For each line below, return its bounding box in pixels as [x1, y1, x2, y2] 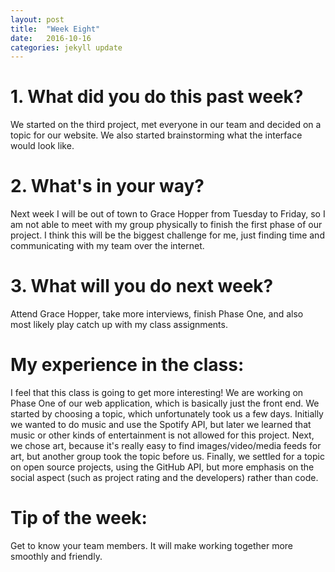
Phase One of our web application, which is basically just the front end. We [10, 397, 320, 409]
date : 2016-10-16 [10, 33, 92, 43]
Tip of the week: [10, 507, 148, 530]
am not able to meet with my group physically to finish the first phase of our [10, 219, 323, 231]
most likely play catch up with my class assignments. [10, 319, 228, 331]
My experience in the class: [10, 354, 245, 376]
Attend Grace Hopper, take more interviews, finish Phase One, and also [10, 308, 304, 320]
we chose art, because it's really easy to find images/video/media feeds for [10, 440, 322, 451]
